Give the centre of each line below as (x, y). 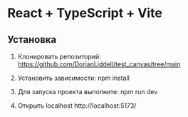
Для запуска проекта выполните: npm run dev (88, 92)
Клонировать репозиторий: (59, 56)
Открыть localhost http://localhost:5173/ (77, 106)
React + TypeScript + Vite (85, 13)
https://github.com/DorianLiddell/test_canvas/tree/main (99, 64)
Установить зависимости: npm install (74, 78)
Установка (32, 40)
